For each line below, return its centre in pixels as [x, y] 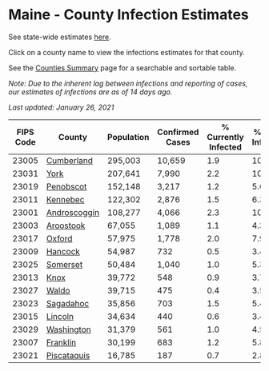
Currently [225, 137]
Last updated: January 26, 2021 [61, 107]
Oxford [59, 238]
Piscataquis [68, 355]
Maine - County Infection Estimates [129, 15]
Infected [226, 147]
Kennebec [65, 199]
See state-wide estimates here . [60, 37]
